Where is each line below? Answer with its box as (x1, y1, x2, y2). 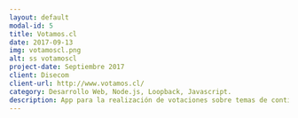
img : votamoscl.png (9, 46, 82, 55)
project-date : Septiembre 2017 (9, 63, 125, 72)
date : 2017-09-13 (9, 37, 74, 47)
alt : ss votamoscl (9, 54, 77, 63)
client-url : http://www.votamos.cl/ (9, 79, 145, 88)
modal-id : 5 (9, 21, 53, 30)
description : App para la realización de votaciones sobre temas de (9, 95, 268, 105)
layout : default (9, 12, 69, 22)
